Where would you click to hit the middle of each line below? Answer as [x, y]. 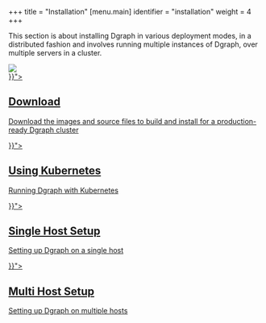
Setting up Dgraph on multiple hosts [68, 311]
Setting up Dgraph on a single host [66, 251]
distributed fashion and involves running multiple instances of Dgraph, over [133, 44]
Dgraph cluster [54, 130]
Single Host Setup [54, 232]
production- [237, 121]
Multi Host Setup [52, 291]
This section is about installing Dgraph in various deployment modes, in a [130, 36]
